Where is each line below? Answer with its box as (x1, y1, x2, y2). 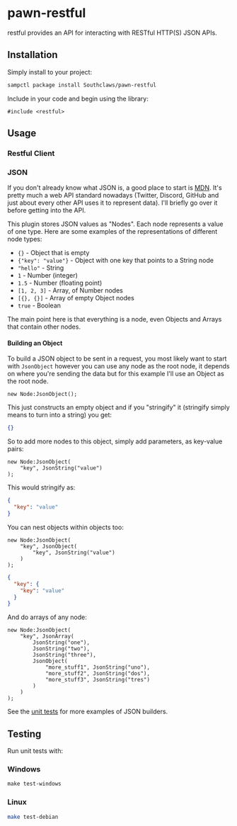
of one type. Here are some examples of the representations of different (7, 227, 218, 236)
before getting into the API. (7, 206, 86, 215)
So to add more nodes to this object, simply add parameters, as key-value (7, 437, 223, 446)
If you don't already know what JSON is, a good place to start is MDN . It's (7, 183, 222, 192)
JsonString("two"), (33, 645, 91, 652)
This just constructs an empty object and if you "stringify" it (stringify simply (7, 403, 230, 412)
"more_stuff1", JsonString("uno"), (45, 664, 151, 671)
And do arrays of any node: (7, 613, 87, 621)
